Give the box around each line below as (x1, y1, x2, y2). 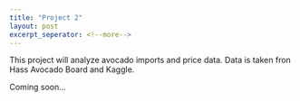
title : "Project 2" (9, 13, 83, 23)
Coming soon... (9, 82, 66, 93)
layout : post (9, 22, 59, 31)
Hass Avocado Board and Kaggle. (9, 64, 135, 75)
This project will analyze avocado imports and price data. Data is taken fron (9, 55, 292, 66)
